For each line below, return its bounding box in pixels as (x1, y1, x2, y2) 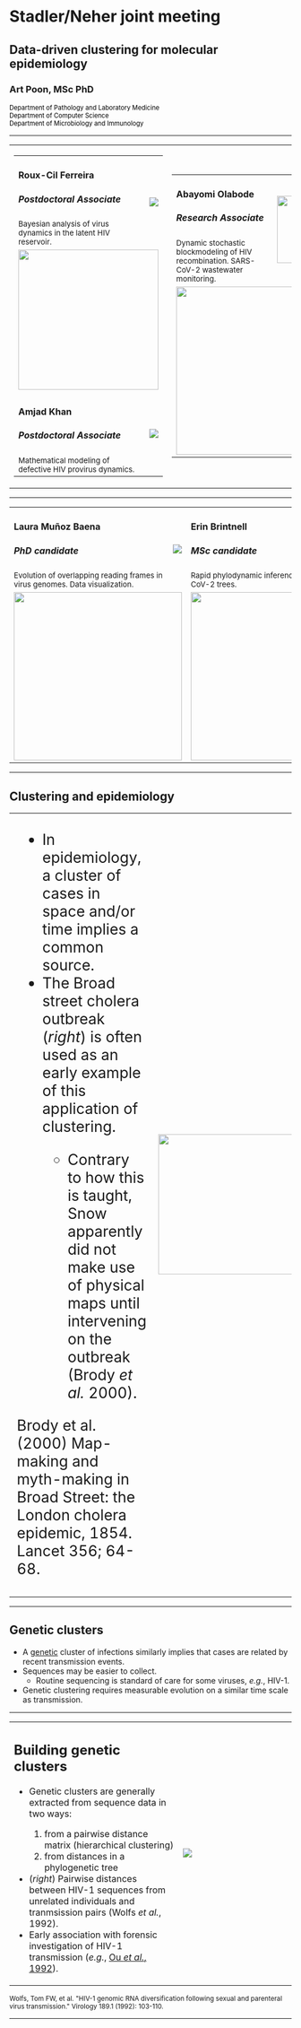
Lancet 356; (16, 1541, 102, 1561)
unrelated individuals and (29, 1895, 135, 1908)
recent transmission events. (21, 1656, 125, 1667)
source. (41, 955, 95, 975)
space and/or (41, 901, 136, 921)
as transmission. (21, 1693, 83, 1705)
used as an (41, 1045, 119, 1065)
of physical (66, 1275, 145, 1294)
